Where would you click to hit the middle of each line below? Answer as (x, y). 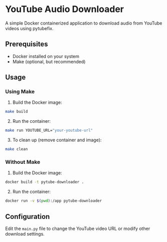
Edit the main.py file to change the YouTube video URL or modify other (78, 228)
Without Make (23, 162)
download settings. (25, 233)
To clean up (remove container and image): (57, 140)
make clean (17, 149)
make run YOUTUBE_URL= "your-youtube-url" (49, 131)
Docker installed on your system (46, 56)
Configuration (28, 216)
